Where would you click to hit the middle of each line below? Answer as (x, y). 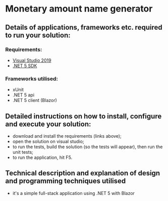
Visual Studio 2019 (32, 60)
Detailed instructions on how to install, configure (83, 116)
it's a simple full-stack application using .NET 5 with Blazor (74, 193)
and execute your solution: (48, 124)
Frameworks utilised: (32, 78)
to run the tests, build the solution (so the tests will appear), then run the (88, 147)
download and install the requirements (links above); (67, 136)
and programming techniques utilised (66, 181)
